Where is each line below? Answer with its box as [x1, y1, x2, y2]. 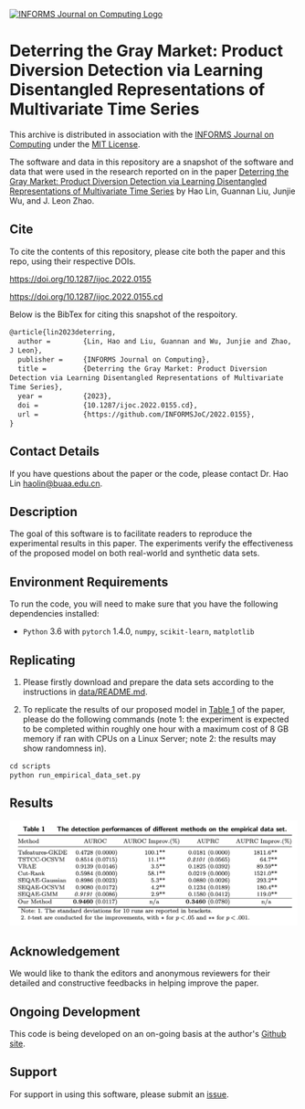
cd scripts [9, 762, 51, 771]
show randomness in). [22, 743, 107, 754]
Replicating [9, 652, 76, 668]
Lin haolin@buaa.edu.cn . [9, 478, 103, 489]
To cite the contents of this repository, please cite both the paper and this [9, 246, 286, 257]
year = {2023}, [17, 391, 112, 401]
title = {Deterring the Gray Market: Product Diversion [17, 364, 268, 374]
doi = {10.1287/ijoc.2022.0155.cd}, [17, 400, 198, 410]
